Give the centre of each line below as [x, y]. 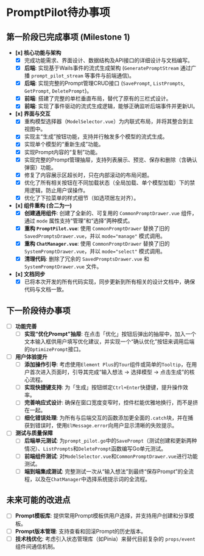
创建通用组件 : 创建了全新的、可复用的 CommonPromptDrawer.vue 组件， [111, 213]
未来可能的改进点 [38, 500]
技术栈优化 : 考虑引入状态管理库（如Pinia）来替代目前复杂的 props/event [105, 539]
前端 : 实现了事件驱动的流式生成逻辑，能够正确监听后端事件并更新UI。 [111, 106]
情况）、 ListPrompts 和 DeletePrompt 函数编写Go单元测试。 [95, 448]
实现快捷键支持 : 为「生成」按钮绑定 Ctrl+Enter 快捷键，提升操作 [104, 387]
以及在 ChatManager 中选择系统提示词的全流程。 [93, 479]
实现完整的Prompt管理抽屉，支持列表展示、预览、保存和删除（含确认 [111, 160]
